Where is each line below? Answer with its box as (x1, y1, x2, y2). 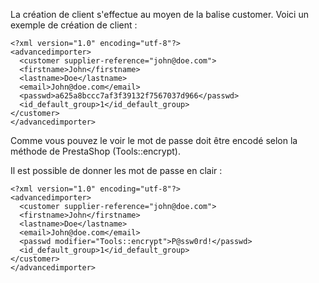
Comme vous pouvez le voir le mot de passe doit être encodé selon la (10, 135, 298, 146)
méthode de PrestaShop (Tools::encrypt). (10, 145, 181, 157)
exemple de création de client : (10, 19, 138, 31)
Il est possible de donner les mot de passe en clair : (10, 165, 223, 176)
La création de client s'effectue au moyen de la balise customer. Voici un (10, 9, 309, 20)
